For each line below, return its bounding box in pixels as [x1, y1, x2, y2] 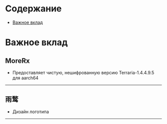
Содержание [5, 3, 62, 14]
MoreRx [5, 57, 30, 65]
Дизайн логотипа [12, 109, 49, 115]
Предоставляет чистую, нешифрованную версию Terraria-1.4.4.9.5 [12, 69, 155, 75]
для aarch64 [12, 75, 39, 81]
